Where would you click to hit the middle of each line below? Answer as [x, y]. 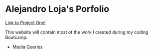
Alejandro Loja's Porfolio [57, 9]
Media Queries [27, 47]
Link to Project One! [25, 23]
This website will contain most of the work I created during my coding [77, 32]
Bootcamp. [16, 37]
